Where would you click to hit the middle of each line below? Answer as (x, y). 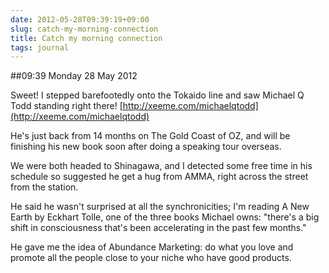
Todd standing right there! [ (66, 106)
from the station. (44, 187)
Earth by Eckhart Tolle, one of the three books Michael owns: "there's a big (165, 217)
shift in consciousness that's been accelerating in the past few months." (158, 228)
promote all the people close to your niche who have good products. (151, 258)
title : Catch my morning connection (86, 38)
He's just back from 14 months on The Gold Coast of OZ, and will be (150, 136)
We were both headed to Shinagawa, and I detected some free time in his (161, 166)
